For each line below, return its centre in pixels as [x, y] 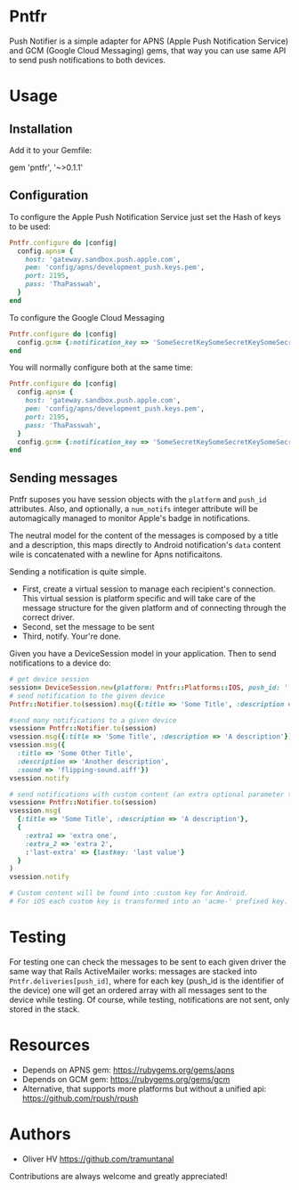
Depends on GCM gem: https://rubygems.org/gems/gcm [126, 1079]
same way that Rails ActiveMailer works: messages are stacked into [133, 971]
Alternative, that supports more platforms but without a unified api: [144, 1088]
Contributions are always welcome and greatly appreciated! [119, 1176]
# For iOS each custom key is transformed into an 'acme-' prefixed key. [149, 901]
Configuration [49, 196]
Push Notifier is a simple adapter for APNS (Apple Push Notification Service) [149, 41]
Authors [40, 1134]
